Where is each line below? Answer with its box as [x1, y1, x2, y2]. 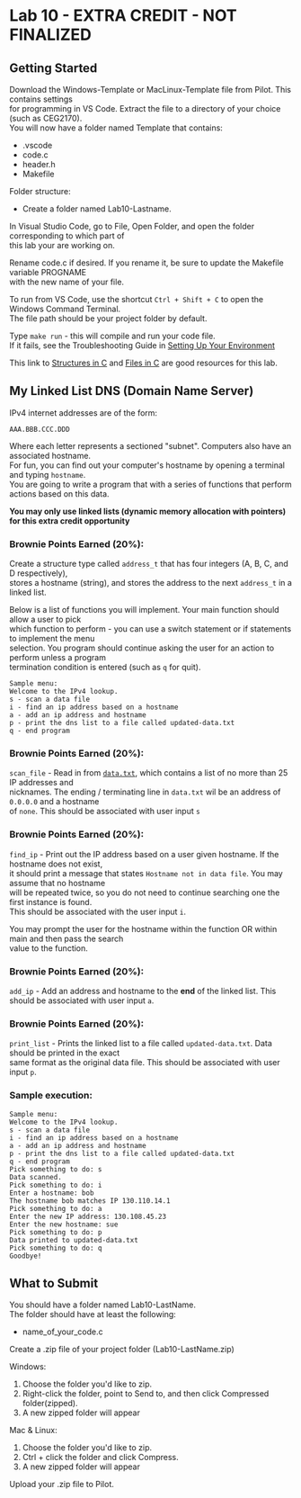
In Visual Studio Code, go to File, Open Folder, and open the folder [9, 221, 254, 231]
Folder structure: [9, 186, 72, 196]
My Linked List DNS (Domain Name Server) [9, 383, 254, 399]
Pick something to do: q [9, 1243, 102, 1252]
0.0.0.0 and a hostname [9, 796, 100, 807]
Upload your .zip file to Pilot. [9, 1479, 114, 1490]
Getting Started [9, 60, 98, 76]
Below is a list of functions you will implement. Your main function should [9, 605, 280, 615]
